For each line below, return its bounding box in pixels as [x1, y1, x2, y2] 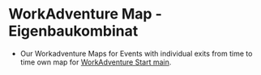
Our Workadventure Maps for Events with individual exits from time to [19, 48, 253, 58]
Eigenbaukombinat [8, 22, 139, 40]
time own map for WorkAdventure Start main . [19, 57, 172, 67]
